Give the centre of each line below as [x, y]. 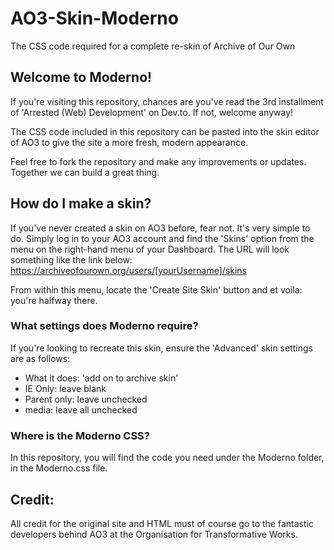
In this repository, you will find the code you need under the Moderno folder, [167, 458]
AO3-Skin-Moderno [94, 18]
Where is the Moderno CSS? [80, 435]
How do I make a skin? [81, 203]
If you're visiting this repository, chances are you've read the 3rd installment [167, 101]
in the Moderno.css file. [59, 468]
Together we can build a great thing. [85, 172]
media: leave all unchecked [81, 409]
